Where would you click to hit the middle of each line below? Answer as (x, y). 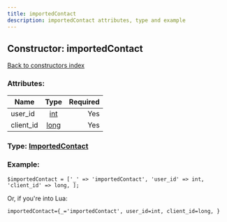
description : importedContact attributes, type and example (97, 20)
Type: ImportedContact (48, 146)
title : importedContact (42, 14)
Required (84, 102)
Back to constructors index (46, 65)
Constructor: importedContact (75, 49)
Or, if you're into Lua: (37, 198)
